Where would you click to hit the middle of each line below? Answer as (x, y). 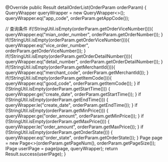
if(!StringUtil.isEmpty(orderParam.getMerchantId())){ (60, 67)
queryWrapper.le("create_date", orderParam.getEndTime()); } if (72, 105)
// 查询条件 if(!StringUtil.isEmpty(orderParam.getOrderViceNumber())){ (79, 29)
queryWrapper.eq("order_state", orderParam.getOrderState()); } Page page (84, 138)
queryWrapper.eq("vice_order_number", (47, 45)
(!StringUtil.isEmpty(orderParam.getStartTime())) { (58, 89)
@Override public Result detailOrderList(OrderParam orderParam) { (76, 7)
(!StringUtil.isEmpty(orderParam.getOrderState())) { (59, 132)
